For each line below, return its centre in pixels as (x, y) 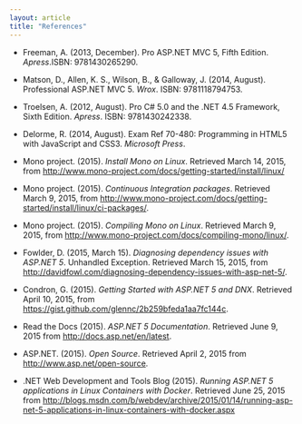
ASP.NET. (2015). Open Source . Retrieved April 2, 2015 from (134, 353)
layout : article (40, 18)
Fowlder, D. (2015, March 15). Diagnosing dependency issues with (146, 252)
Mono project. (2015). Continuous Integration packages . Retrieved (146, 188)
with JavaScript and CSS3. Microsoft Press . (104, 143)
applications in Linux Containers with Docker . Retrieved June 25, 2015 (154, 390)
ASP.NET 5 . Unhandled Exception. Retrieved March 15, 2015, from (145, 262)
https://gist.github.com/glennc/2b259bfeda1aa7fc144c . (125, 309)
